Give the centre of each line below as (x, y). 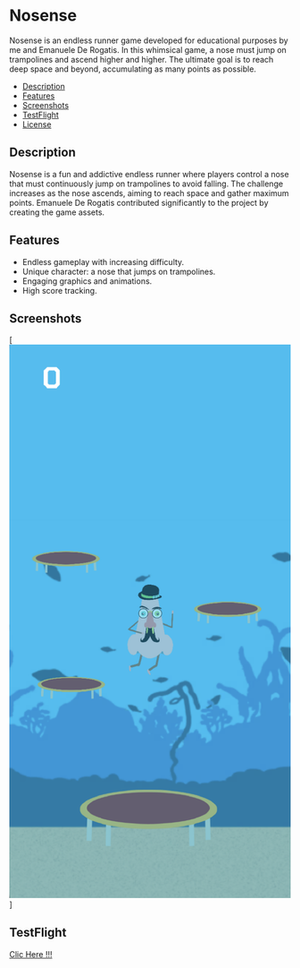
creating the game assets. (57, 212)
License (37, 124)
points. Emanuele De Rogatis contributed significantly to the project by (139, 202)
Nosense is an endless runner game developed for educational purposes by (149, 40)
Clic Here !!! (31, 954)
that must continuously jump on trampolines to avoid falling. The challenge (146, 184)
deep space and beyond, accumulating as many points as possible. (133, 69)
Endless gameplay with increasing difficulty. (103, 261)
